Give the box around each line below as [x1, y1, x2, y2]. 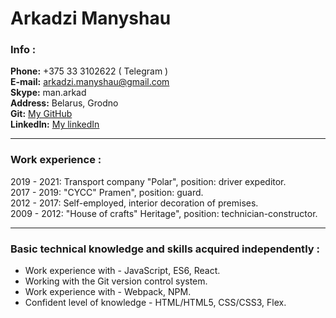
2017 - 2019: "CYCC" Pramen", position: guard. [10, 186, 204, 198]
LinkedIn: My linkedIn [10, 118, 100, 131]
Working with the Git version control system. [24, 275, 208, 287]
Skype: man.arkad [10, 87, 87, 99]
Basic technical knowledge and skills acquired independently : [10, 242, 320, 256]
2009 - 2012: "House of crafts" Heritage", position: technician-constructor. [10, 207, 318, 219]
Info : [10, 43, 37, 57]
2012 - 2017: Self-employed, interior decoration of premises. [10, 197, 259, 209]
